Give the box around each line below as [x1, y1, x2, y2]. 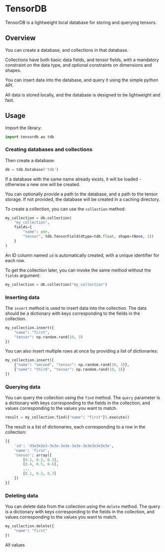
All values [5, 542, 25, 548]
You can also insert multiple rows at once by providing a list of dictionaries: [5, 348, 159, 354]
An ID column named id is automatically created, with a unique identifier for [5, 252, 160, 258]
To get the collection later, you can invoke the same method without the [5, 267, 151, 273]
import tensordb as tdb [5, 134, 55, 139]
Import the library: [5, 125, 42, 131]
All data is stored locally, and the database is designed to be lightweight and [5, 92, 161, 97]
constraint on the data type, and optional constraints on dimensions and [5, 62, 152, 68]
